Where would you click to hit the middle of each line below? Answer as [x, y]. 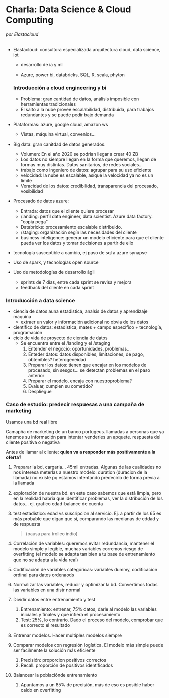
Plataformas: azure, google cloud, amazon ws [60, 124]
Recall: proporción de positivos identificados [67, 665]
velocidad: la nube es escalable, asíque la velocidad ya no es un [87, 175]
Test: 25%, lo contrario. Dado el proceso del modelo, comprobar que [92, 620]
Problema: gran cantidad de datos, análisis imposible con [80, 99]
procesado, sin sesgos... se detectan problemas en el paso [89, 370]
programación [27, 332]
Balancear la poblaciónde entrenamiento [55, 675]
